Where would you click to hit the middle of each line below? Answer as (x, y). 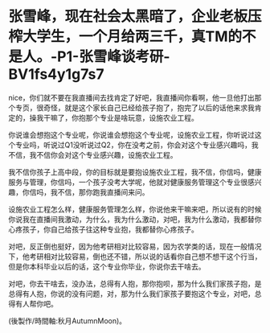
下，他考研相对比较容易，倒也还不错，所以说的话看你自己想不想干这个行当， (135, 256)
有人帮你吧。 (36, 303)
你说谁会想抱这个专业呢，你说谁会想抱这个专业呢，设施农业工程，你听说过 (131, 134)
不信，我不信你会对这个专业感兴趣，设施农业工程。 (93, 154)
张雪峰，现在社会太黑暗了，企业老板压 (135, 16)
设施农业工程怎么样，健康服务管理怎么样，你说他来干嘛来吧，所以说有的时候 (135, 209)
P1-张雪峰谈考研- (114, 57)
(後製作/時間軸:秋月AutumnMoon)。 (67, 321)
